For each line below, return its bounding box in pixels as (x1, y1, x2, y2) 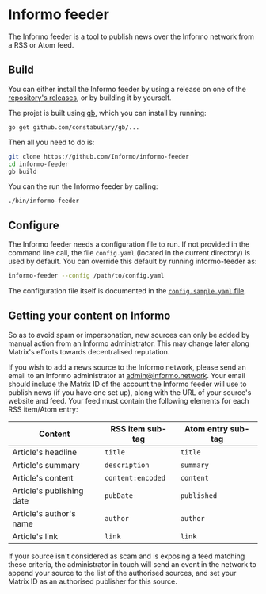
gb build (8, 167, 37, 175)
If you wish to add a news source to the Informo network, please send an (8, 362, 247, 372)
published (180, 491, 218, 500)
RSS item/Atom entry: (8, 404, 78, 414)
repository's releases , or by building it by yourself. (8, 93, 172, 102)
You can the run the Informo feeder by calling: (8, 182, 158, 191)
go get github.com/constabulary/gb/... (8, 123, 140, 132)
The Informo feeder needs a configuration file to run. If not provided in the (8, 240, 250, 249)
